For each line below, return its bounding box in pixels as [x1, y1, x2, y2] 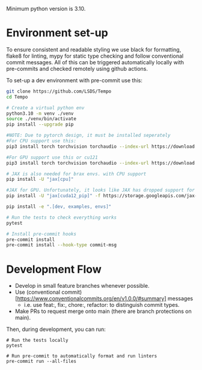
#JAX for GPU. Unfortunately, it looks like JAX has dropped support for [6, 187, 195, 193]
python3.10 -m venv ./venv [6, 111, 74, 117]
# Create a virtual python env [6, 105, 85, 111]
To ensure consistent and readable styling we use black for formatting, [6, 46, 182, 53]
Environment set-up [6, 26, 108, 40]
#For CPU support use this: [6, 138, 77, 144]
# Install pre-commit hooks [6, 231, 77, 237]
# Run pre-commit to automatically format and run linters [6, 353, 158, 359]
